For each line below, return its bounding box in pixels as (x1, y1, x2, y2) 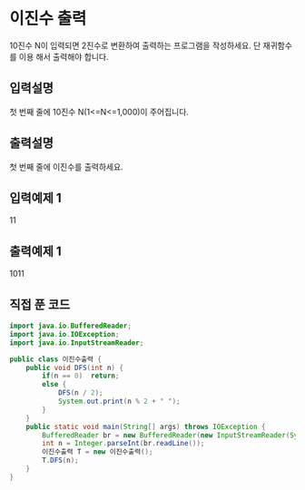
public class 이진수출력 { (9, 355, 103, 364)
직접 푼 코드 (9, 297, 71, 312)
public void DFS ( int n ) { (25, 363, 124, 372)
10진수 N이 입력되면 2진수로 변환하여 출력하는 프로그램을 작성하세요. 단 (9, 40, 261, 51)
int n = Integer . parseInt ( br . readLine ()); (42, 439, 205, 448)
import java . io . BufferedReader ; (9, 321, 132, 330)
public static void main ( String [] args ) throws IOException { (25, 422, 266, 431)
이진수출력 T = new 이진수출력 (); (42, 447, 153, 456)
